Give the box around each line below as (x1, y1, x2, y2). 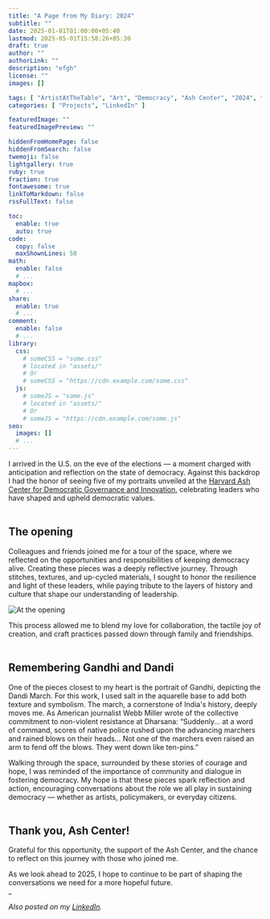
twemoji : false (8, 152, 59, 161)
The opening (8, 525, 74, 539)
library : (8, 339, 38, 347)
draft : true (8, 42, 48, 50)
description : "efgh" (8, 64, 78, 72)
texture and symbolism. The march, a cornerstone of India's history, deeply (8, 699, 257, 709)
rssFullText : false (8, 198, 74, 206)
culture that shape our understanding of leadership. (8, 589, 179, 598)
